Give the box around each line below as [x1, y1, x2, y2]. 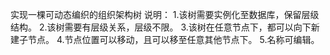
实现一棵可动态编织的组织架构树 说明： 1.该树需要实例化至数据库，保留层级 [10, 9, 320, 20]
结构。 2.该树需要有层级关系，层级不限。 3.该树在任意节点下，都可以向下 [10, 21, 312, 33]
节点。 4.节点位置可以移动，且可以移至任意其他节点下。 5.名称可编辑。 [27, 34, 320, 45]
